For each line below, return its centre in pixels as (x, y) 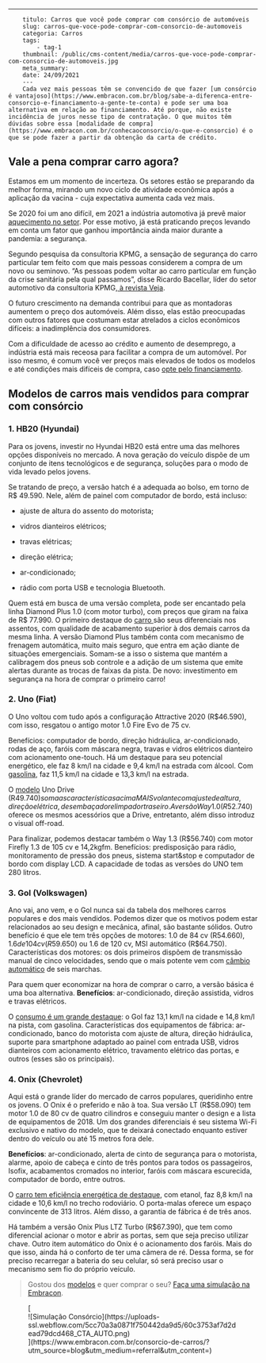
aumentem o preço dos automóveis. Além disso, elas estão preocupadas (127, 311)
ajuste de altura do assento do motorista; (87, 511)
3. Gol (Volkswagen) (48, 893)
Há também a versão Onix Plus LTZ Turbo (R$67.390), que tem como (120, 1227)
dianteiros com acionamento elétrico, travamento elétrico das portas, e (124, 1050)
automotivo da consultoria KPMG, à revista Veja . (87, 287)
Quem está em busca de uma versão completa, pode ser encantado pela (127, 603)
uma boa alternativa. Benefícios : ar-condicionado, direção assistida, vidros (131, 993)
